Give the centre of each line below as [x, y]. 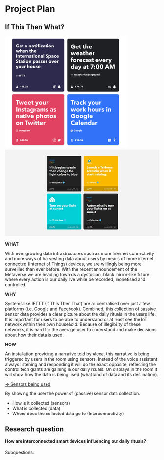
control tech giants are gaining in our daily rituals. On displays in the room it [81, 369]
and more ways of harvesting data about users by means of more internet [79, 259]
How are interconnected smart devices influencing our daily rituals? [76, 441]
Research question [35, 429]
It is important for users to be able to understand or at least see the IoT [76, 320]
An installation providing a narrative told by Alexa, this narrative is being [77, 354]
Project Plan [30, 9]
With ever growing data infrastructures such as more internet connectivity [80, 253]
